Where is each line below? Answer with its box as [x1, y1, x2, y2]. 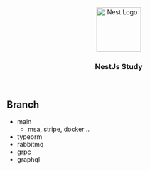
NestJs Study [95, 61, 143, 71]
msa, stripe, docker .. [27, 125, 90, 134]
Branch [6, 98, 40, 110]
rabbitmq [16, 140, 44, 149]
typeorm [16, 133, 43, 141]
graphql [16, 155, 41, 164]
